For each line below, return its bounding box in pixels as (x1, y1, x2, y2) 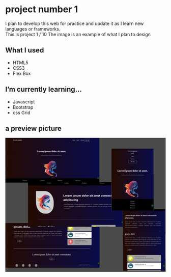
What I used (5, 46, 44, 54)
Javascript (12, 98, 35, 105)
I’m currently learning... (5, 85, 82, 94)
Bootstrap (12, 104, 34, 110)
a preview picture (5, 124, 62, 133)
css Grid (12, 109, 31, 116)
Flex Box (12, 70, 31, 76)
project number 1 (5, 4, 78, 15)
